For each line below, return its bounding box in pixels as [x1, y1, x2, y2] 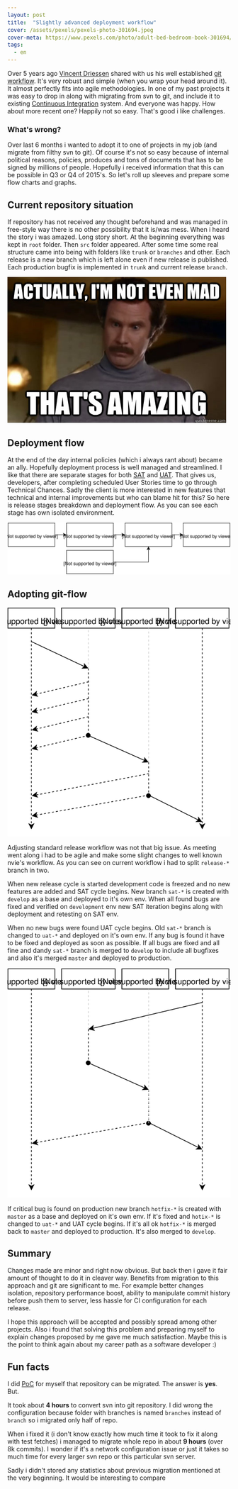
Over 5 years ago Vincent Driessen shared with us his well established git [7, 69, 222, 77]
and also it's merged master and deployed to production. [7, 954, 172, 962]
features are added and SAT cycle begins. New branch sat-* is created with [7, 887, 229, 896]
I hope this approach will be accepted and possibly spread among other [7, 1317, 217, 1326]
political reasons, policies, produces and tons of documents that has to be [7, 156, 224, 164]
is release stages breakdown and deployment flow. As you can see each [7, 501, 218, 509]
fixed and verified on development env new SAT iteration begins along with [7, 902, 223, 910]
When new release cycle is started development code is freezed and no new [7, 879, 231, 888]
